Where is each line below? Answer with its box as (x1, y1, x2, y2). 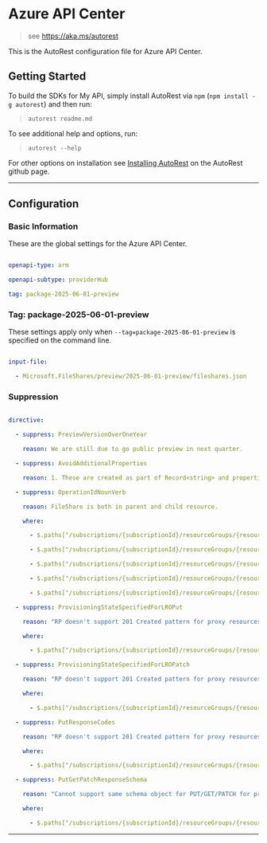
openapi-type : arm (8, 261, 69, 269)
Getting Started (8, 69, 87, 84)
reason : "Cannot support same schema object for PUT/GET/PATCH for (22, 790, 250, 798)
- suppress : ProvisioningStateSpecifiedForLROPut (15, 603, 183, 611)
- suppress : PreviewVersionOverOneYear (15, 431, 148, 439)
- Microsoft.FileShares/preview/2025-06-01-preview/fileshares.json (15, 372, 247, 381)
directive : (8, 416, 44, 425)
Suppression (8, 391, 59, 402)
